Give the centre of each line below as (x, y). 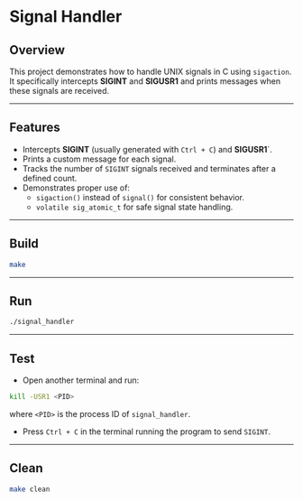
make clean (30, 489)
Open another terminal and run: (81, 380)
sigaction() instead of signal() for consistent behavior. (140, 197)
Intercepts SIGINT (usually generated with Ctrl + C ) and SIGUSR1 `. (147, 149)
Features (35, 128)
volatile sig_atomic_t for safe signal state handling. (134, 207)
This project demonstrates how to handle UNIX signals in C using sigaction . (151, 71)
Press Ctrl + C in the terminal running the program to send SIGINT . (146, 431)
